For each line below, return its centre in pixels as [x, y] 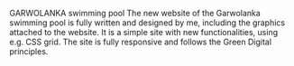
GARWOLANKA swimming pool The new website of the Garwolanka [135, 13]
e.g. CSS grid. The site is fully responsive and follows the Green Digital [141, 42]
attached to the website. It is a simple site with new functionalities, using [143, 32]
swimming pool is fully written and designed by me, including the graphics [147, 23]
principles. [29, 52]
